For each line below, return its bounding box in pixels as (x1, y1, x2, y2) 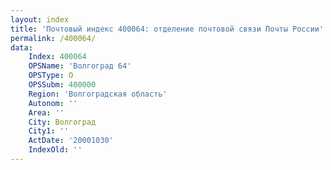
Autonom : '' (28, 98, 78, 108)
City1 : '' (28, 126, 70, 136)
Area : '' (28, 107, 65, 118)
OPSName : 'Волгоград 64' (28, 61, 132, 71)
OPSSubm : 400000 (28, 80, 97, 90)
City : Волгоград (28, 117, 97, 127)
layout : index (10, 14, 70, 25)
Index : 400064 (28, 52, 87, 62)
